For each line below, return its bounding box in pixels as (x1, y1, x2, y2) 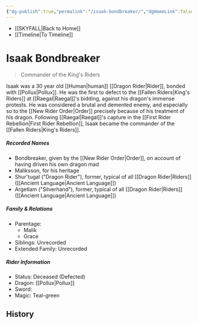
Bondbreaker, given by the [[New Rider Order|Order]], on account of (14, 154, 181, 162)
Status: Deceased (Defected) (14, 273, 85, 280)
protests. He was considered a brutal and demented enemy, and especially (6, 101, 188, 108)
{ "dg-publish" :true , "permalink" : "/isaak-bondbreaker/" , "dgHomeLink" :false (6, 8, 194, 15)
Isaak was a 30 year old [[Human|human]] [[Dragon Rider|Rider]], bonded (6, 82, 186, 89)
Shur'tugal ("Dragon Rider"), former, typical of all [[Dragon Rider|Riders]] (14, 173, 192, 180)
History (6, 309, 34, 319)
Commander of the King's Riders (20, 71, 100, 78)
